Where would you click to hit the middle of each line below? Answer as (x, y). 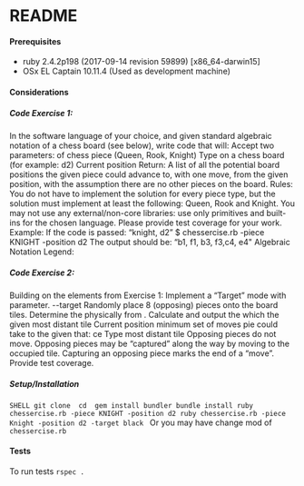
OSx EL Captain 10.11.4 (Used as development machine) (127, 71)
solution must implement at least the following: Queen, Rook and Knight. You (152, 203)
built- (276, 213)
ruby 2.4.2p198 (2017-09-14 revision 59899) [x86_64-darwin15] (141, 62)
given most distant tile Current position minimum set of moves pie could (144, 324)
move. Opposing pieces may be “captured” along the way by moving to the (150, 343)
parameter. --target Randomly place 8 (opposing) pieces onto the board (144, 304)
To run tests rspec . (47, 471)
